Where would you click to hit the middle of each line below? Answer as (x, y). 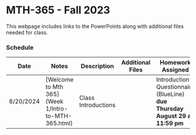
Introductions (97, 105)
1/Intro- (57, 109)
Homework (175, 63)
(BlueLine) (170, 94)
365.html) (59, 123)
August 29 (171, 116)
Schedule (20, 47)
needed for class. (27, 32)
